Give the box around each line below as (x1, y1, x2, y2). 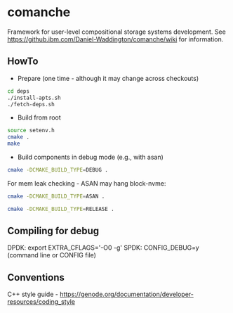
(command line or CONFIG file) (7, 251, 97, 260)
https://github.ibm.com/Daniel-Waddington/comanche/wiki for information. (7, 34, 224, 43)
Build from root (17, 113, 61, 122)
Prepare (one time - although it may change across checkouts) (17, 74, 199, 82)
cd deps (7, 87, 30, 95)
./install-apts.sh (7, 94, 61, 101)
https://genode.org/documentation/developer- (59, 290, 194, 299)
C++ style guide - (7, 290, 58, 299)
